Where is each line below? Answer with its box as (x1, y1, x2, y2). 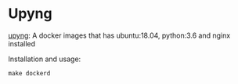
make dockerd (8, 69, 51, 77)
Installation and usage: (8, 54, 81, 64)
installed (8, 38, 36, 48)
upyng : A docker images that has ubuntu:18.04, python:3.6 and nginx (8, 31, 231, 40)
